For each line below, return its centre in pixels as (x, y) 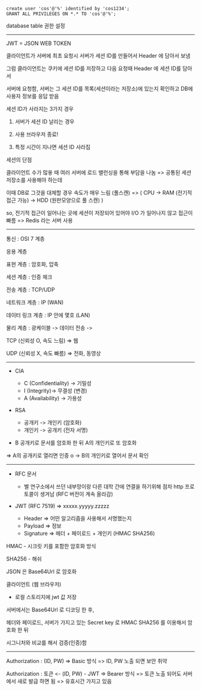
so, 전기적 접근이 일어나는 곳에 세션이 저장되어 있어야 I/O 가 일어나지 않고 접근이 (100, 213)
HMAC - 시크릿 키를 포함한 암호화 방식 (51, 546)
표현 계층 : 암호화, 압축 (32, 264)
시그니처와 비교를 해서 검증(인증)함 (47, 643)
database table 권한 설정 (36, 26)
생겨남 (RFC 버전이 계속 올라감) (77, 494)
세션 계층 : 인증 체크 (29, 277)
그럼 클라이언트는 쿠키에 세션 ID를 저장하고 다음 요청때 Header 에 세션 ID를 (94, 68)
